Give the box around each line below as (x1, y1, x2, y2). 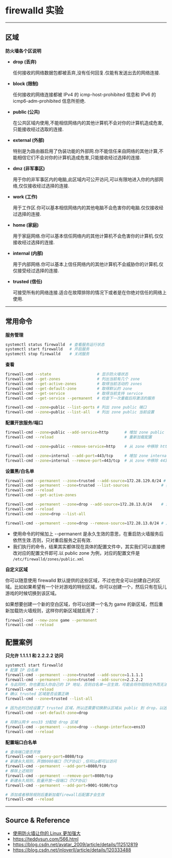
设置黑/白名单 (5, 468, 34, 474)
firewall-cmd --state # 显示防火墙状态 (5, 372, 128, 377)
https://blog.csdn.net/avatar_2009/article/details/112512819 (12, 842, 138, 848)
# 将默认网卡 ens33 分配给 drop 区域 (5, 719, 78, 725)
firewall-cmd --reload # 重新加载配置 (5, 435, 152, 440)
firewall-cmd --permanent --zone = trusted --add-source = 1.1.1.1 (5, 672, 143, 678)
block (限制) (12, 80, 39, 86)
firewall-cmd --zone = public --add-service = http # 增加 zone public (5, 430, 165, 435)
